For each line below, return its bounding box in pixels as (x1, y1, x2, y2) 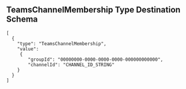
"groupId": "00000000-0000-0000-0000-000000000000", (28, 57, 164, 63)
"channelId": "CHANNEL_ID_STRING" (28, 61, 115, 68)
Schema (6, 14, 38, 25)
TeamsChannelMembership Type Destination (6, 5, 181, 15)
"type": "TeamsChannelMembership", (17, 40, 107, 47)
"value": (17, 46, 39, 52)
